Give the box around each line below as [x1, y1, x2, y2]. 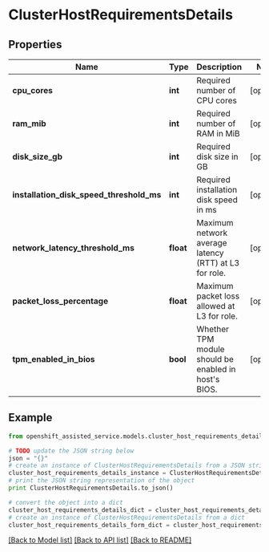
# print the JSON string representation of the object [8, 477, 195, 485]
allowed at [196, 301, 235, 311]
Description [196, 62, 243, 72]
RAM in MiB [196, 128, 240, 139]
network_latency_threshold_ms [12, 242, 134, 254]
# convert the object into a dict [8, 498, 124, 506]
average [196, 237, 227, 248]
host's [196, 374, 220, 384]
